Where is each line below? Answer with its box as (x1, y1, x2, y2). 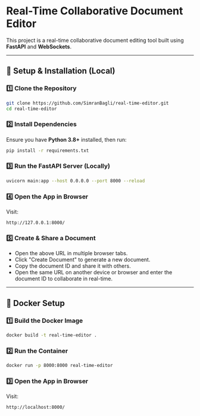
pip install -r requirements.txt (6, 148, 89, 154)
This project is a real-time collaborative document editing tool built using (6, 36, 184, 44)
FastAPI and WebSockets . (6, 43, 72, 50)
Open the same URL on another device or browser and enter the (14, 269, 173, 276)
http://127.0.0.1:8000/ (6, 220, 65, 226)
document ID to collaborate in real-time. (14, 275, 113, 282)
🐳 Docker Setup (6, 298, 65, 308)
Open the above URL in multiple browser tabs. (14, 250, 128, 257)
